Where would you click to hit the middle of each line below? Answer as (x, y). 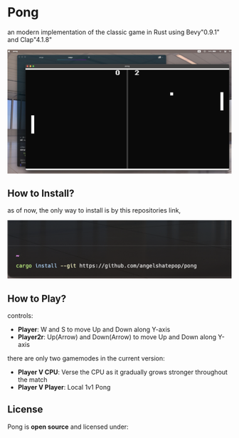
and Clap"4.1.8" (30, 39)
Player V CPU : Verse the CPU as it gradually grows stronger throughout (122, 372)
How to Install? (41, 193)
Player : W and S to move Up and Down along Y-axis (94, 330)
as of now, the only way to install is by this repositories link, (94, 210)
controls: (20, 316)
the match (32, 380)
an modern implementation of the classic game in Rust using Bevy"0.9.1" (114, 32)
